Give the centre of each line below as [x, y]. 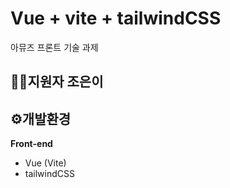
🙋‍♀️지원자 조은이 [57, 82]
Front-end [31, 144]
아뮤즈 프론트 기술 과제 [54, 47]
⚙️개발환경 [41, 118]
